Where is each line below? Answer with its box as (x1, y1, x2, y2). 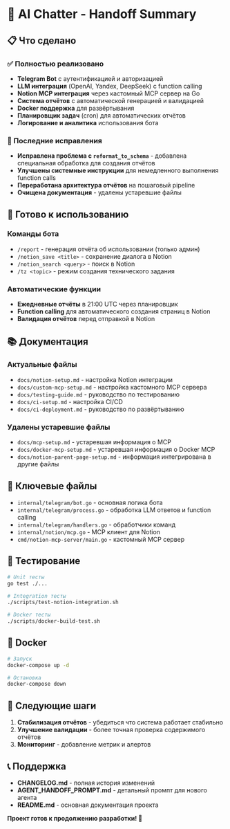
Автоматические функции (7, 284, 102, 293)
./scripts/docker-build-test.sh (7, 618, 100, 625)
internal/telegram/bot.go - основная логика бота (17, 498, 164, 507)
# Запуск (7, 655, 32, 662)
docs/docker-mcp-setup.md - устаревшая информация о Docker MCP (17, 446, 215, 454)
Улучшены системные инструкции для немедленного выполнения (17, 166, 219, 175)
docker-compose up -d (7, 662, 70, 668)
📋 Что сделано (7, 35, 77, 46)
